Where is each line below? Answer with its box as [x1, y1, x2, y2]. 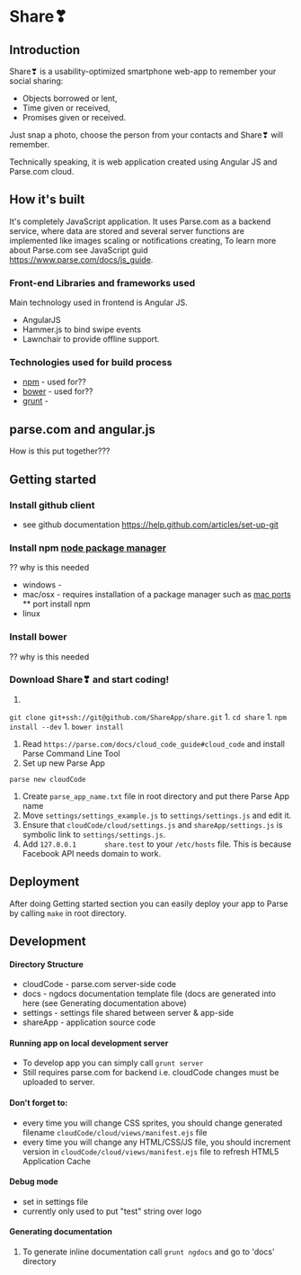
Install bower [9, 631, 67, 643]
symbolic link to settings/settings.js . [22, 829, 166, 840]
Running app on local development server [9, 1037, 169, 1048]
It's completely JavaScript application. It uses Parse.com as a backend [9, 216, 271, 227]
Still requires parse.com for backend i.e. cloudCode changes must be [22, 1067, 279, 1078]
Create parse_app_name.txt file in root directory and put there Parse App [22, 790, 290, 802]
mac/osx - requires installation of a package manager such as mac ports [22, 589, 292, 600]
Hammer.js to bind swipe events [22, 324, 142, 335]
